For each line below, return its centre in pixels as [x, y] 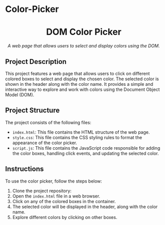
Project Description [36, 62]
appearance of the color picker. [45, 143]
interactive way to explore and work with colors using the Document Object [82, 89]
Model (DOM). [20, 95]
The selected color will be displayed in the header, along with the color [85, 207]
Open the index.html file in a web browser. [56, 196]
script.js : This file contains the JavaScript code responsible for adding [86, 148]
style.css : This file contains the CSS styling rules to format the [77, 137]
